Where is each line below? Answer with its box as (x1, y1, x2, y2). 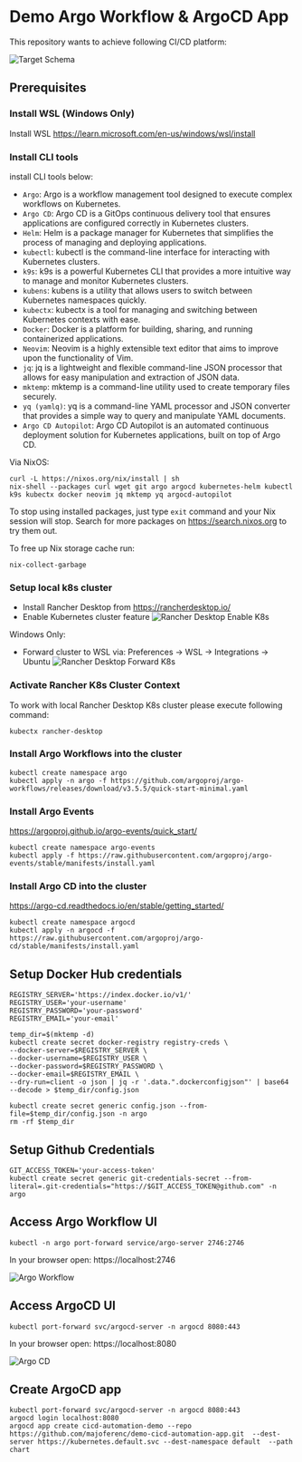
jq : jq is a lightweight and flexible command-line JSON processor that (22, 362, 283, 373)
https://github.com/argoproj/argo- (109, 776, 245, 785)
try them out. (9, 525, 58, 536)
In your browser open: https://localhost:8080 (9, 1338, 177, 1349)
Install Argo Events (9, 805, 95, 818)
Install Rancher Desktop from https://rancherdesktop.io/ (22, 602, 231, 613)
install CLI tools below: (9, 170, 93, 182)
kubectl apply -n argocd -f (9, 926, 116, 935)
